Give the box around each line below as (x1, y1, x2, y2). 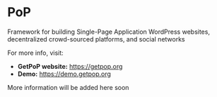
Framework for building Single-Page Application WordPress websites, (7, 27, 211, 36)
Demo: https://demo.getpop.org (17, 70, 112, 78)
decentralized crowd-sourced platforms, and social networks (7, 34, 185, 43)
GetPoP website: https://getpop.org (17, 62, 123, 70)
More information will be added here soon (7, 83, 129, 91)
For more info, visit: (7, 48, 64, 57)
